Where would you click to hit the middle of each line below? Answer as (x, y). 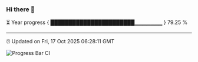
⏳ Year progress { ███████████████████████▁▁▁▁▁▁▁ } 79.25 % (97, 22)
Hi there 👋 (21, 9)
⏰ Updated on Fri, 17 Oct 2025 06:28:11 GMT (60, 42)
